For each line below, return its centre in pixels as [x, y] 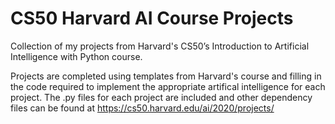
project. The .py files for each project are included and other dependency [161, 97]
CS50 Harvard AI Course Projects [152, 18]
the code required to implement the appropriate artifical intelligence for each [168, 86]
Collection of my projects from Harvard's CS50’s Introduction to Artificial [160, 46]
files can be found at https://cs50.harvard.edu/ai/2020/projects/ [142, 108]
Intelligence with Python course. [76, 56]
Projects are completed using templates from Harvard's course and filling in [166, 76]
